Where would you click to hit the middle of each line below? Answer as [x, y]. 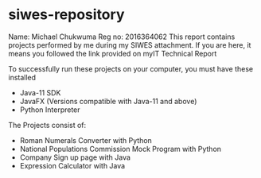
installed [22, 77]
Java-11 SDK [40, 92]
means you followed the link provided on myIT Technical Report [113, 53]
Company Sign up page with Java [75, 157]
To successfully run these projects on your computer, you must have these [131, 68]
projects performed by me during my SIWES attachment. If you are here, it [130, 44]
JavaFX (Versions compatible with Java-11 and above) [108, 101]
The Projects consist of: [47, 125]
